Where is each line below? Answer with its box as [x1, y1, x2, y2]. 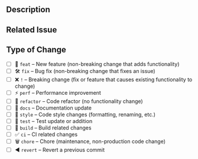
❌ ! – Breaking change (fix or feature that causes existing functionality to [14, 76, 193, 83]
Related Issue [6, 25, 57, 35]
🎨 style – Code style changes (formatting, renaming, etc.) [14, 111, 155, 118]
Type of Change [6, 45, 66, 55]
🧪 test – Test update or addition [14, 117, 93, 124]
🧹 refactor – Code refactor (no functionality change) [14, 97, 143, 105]
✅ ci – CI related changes [14, 131, 78, 138]
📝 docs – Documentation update [14, 104, 92, 111]
